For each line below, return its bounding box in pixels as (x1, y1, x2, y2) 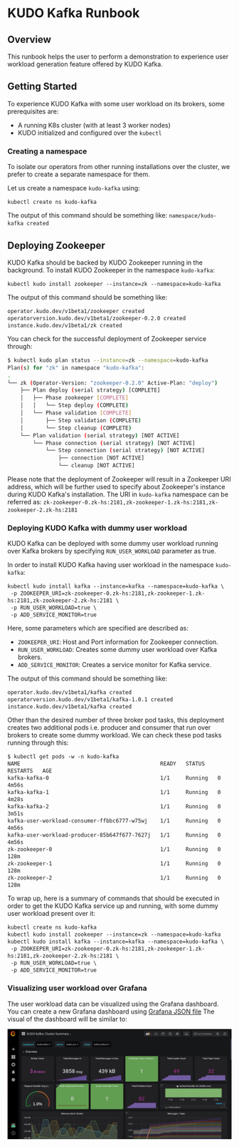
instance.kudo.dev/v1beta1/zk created (7, 322, 122, 329)
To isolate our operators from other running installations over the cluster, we (7, 163, 230, 171)
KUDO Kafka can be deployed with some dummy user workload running (7, 539, 218, 548)
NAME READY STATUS (7, 760, 205, 768)
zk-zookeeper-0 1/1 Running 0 (7, 846, 221, 853)
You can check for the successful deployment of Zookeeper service (7, 334, 207, 343)
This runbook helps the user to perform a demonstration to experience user (7, 52, 229, 61)
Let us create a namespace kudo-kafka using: (7, 184, 140, 193)
